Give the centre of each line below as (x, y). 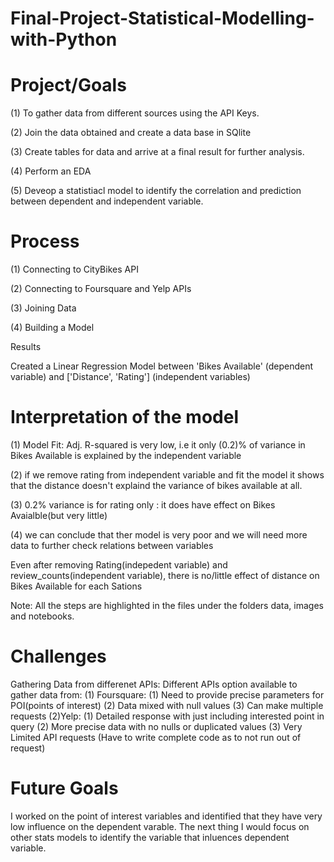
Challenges (58, 656)
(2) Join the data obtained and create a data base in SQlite (131, 133)
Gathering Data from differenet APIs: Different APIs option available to (154, 684)
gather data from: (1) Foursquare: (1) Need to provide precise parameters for (167, 694)
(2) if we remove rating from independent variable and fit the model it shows (167, 475)
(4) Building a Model (52, 328)
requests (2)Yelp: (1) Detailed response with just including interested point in (167, 716)
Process (45, 241)
